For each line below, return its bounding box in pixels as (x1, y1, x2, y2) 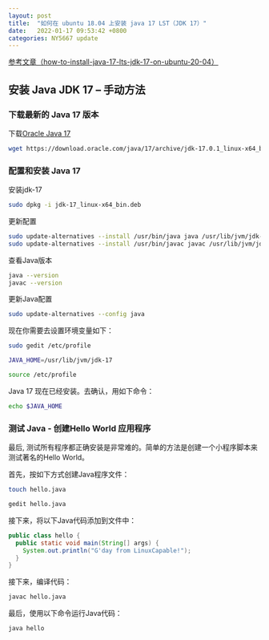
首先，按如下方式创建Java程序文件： (8, 470, 130, 480)
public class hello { (8, 531, 81, 540)
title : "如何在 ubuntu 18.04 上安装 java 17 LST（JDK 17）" (8, 19, 207, 27)
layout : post (8, 11, 52, 20)
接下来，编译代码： (8, 577, 72, 586)
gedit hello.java (8, 500, 66, 508)
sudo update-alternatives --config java (8, 310, 146, 318)
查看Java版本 (8, 255, 53, 265)
